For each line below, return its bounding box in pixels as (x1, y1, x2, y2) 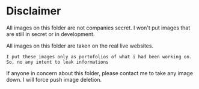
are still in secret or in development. (6, 30, 95, 37)
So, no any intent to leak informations (6, 59, 109, 65)
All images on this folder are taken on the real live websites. (6, 42, 154, 49)
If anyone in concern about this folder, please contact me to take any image (6, 69, 194, 76)
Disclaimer (6, 4, 61, 18)
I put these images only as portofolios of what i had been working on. (6, 54, 192, 60)
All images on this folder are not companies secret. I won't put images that (6, 24, 191, 31)
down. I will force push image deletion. (6, 76, 102, 83)
